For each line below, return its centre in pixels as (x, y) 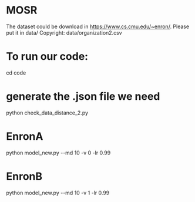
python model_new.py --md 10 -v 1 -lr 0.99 (58, 193)
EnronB (24, 176)
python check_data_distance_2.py (47, 113)
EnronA (25, 136)
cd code (16, 73)
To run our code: (47, 57)
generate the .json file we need (83, 97)
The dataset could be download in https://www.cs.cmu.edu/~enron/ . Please (98, 26)
